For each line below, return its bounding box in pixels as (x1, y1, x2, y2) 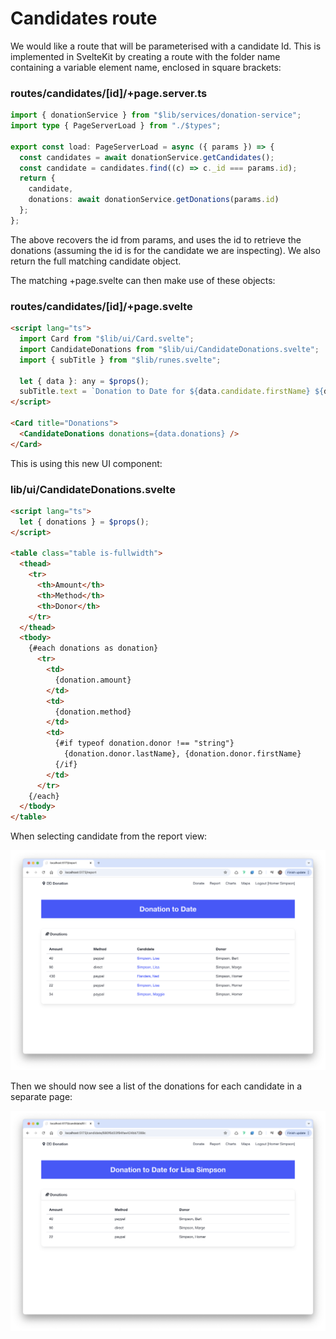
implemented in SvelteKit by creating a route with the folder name (10, 50, 281, 62)
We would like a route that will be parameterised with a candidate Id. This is (10, 40, 322, 52)
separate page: (10, 1091, 73, 1103)
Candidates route (10, 7, 158, 30)
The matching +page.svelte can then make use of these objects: (10, 274, 276, 286)
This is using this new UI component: (10, 457, 163, 469)
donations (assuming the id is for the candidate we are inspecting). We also (10, 244, 321, 256)
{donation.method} (54, 707, 132, 717)
